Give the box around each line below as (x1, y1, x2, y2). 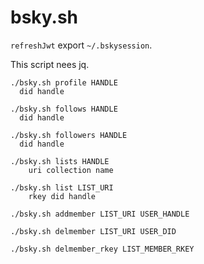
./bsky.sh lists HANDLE (10, 156, 110, 166)
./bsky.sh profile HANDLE (10, 77, 118, 88)
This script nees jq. (10, 58, 90, 70)
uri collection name (28, 165, 114, 175)
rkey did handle (28, 191, 97, 201)
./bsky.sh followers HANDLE (10, 130, 128, 140)
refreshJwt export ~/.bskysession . (10, 39, 153, 51)
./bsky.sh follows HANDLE (10, 104, 118, 114)
